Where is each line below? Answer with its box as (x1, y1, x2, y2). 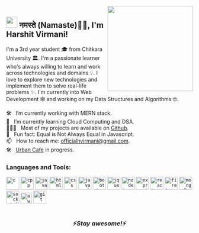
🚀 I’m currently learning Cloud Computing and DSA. (6, 118, 134, 125)
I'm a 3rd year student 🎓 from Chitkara (6, 46, 102, 53)
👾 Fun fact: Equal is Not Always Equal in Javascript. (6, 130, 134, 138)
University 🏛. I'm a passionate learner (6, 54, 100, 62)
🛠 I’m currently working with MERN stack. (6, 109, 112, 117)
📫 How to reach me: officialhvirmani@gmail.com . (6, 137, 130, 144)
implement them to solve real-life (6, 82, 87, 89)
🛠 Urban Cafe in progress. (6, 146, 75, 153)
